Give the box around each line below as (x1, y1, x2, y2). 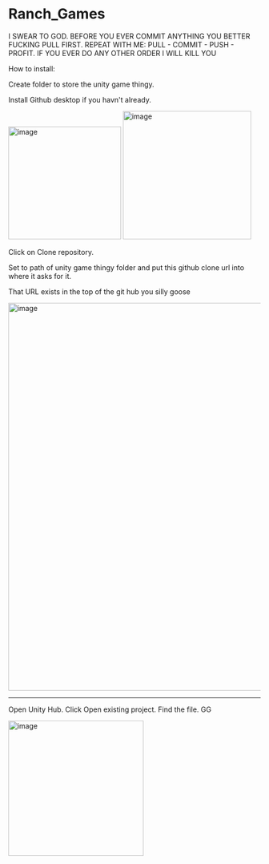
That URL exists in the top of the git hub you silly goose (8, 286, 191, 297)
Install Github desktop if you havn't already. (8, 95, 152, 104)
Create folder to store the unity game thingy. (8, 79, 155, 89)
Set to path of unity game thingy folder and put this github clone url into (8, 262, 245, 273)
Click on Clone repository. (8, 247, 94, 256)
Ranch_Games (8, 5, 106, 23)
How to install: (8, 63, 56, 73)
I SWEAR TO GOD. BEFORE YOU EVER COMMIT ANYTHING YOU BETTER (8, 31, 251, 41)
